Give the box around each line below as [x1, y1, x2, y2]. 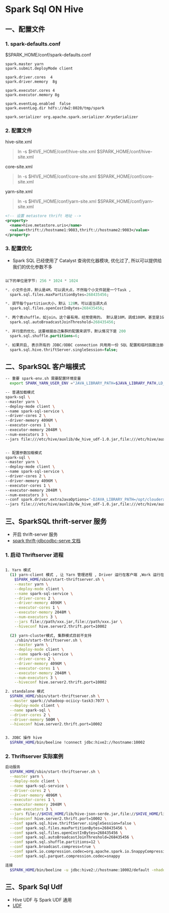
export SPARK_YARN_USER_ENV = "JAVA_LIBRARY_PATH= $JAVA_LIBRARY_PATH [10, 381, 156, 386]
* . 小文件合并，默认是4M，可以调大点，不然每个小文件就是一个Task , [5, 287, 131, 292]
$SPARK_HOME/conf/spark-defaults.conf [5, 51, 92, 57]
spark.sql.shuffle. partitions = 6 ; [10, 333, 80, 338]
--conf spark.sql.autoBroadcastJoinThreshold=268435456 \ [10, 835, 134, 840]
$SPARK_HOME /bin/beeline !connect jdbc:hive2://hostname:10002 [10, 740, 145, 745]
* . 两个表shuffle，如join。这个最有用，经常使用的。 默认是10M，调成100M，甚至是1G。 [5, 315, 168, 320]
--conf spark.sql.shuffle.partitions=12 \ [10, 839, 100, 845]
